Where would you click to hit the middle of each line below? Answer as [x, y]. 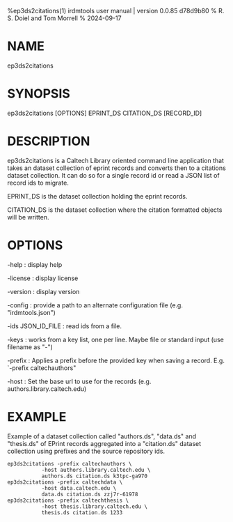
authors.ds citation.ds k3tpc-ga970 [95, 476]
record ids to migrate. [38, 183]
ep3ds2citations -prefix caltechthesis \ [68, 500]
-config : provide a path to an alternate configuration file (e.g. [95, 305]
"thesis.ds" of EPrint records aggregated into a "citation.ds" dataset [104, 443]
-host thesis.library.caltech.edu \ [95, 506]
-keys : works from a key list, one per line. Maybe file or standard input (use [115, 339]
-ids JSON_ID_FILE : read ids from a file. [65, 326]
